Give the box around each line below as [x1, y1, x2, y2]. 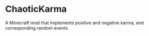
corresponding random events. [5, 25, 69, 31]
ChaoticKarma [5, 3, 67, 15]
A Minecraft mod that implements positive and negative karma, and [5, 20, 144, 26]
